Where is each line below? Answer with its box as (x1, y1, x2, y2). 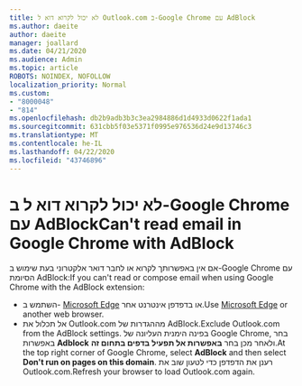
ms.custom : (9, 88, 50, 97)
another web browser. (22, 308, 105, 320)
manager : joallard (9, 38, 78, 48)
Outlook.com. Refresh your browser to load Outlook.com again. (22, 366, 255, 377)
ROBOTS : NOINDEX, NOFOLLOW (9, 72, 111, 81)
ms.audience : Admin (9, 55, 83, 64)
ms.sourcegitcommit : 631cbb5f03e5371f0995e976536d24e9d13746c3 (9, 123, 252, 132)
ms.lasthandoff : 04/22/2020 (9, 147, 115, 156)
